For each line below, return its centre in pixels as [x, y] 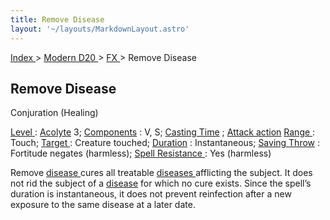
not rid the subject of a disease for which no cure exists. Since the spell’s [161, 183]
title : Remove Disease [57, 19]
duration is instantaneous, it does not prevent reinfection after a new [151, 194]
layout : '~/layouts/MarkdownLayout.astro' [100, 29]
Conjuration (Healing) [54, 113]
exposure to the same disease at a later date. [103, 205]
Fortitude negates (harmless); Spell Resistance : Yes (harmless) [141, 153]
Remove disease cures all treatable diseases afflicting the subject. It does [161, 173]
